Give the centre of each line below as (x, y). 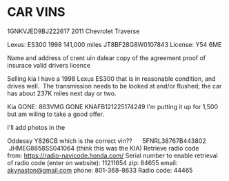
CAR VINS (36, 12)
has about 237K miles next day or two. (62, 93)
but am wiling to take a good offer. (56, 114)
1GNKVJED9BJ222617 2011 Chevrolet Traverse (73, 31)
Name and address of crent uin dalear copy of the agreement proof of (106, 58)
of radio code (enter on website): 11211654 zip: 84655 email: (92, 162)
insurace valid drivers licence (49, 65)
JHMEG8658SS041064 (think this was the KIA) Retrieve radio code (104, 148)
